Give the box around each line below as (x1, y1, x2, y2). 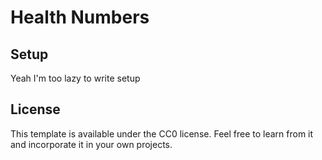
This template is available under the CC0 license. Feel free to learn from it (10, 127, 314, 140)
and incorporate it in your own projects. (10, 138, 173, 150)
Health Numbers (10, 6, 150, 29)
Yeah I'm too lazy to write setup (10, 72, 141, 84)
